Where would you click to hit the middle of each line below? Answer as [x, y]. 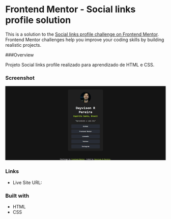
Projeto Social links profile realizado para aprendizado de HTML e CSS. [80, 65]
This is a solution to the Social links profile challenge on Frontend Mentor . [82, 34]
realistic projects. [23, 45]
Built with [17, 196]
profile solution [38, 20]
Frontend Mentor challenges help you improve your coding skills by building [85, 40]
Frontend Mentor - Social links [70, 9]
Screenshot [20, 78]
